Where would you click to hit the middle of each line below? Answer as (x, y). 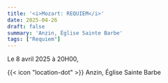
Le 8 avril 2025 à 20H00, (43, 59)
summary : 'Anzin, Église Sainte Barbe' (65, 33)
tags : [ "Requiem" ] (34, 39)
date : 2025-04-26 (32, 20)
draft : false (26, 26)
